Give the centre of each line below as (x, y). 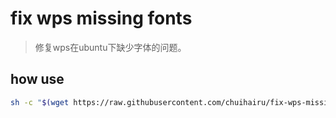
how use (37, 79)
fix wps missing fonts (101, 18)
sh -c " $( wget (40, 102)
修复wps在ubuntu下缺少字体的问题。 (110, 47)
